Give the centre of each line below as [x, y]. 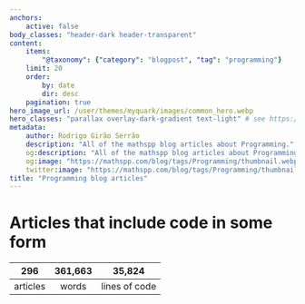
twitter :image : [54, 170]
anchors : [26, 18]
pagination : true [59, 102]
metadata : [28, 128]
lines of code [129, 287]
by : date [59, 85]
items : [38, 52]
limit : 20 [44, 69]
